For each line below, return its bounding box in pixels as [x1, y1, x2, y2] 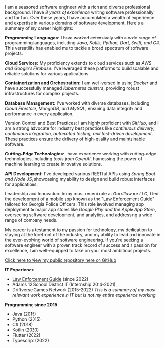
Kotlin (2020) [12, 327, 39, 333]
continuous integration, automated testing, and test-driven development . [5, 131, 153, 136]
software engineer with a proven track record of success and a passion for [5, 242, 157, 248]
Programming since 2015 [5, 302, 58, 308]
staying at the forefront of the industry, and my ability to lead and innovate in [5, 232, 161, 237]
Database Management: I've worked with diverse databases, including [5, 100, 150, 106]
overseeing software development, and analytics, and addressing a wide [5, 212, 153, 218]
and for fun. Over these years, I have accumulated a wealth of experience [5, 15, 155, 20]
